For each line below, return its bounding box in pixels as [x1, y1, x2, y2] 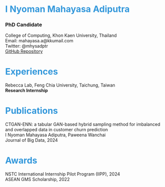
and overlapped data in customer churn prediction [5, 127, 108, 133]
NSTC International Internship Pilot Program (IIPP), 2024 [5, 171, 120, 177]
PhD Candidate [5, 21, 42, 28]
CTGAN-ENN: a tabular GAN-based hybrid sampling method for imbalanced [5, 121, 161, 127]
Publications [5, 105, 58, 116]
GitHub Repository [5, 48, 43, 54]
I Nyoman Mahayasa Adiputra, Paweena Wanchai [5, 132, 106, 138]
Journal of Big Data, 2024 [5, 137, 58, 143]
